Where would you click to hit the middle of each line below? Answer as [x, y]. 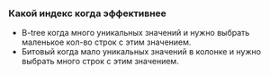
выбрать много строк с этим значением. [100, 62]
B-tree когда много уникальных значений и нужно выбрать [135, 33]
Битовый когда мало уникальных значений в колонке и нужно [141, 52]
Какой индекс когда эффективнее [88, 13]
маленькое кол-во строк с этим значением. [106, 42]
